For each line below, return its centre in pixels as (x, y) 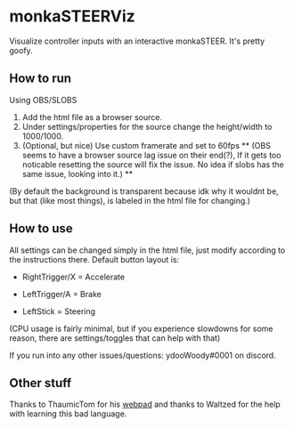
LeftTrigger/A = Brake (62, 294)
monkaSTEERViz (72, 16)
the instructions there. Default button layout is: (94, 259)
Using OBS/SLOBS (43, 100)
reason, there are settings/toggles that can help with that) (115, 338)
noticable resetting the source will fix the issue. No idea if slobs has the (153, 164)
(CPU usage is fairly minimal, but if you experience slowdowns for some (141, 328)
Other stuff (41, 383)
